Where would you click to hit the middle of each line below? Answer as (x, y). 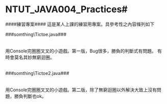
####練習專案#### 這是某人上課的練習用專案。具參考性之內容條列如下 (80, 24)
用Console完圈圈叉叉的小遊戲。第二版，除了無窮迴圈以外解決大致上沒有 (81, 90)
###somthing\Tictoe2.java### (37, 73)
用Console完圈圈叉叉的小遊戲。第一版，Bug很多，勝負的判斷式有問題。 (81, 51)
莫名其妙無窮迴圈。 (34, 57)
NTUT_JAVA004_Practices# (66, 9)
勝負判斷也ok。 (30, 96)
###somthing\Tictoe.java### (36, 34)
